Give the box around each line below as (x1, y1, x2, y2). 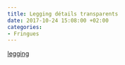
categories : (7, 23, 42, 30)
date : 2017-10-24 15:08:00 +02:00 (7, 17, 109, 24)
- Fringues (7, 30, 40, 37)
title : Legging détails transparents (7, 10, 119, 18)
